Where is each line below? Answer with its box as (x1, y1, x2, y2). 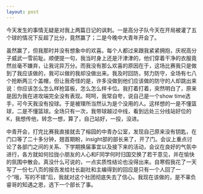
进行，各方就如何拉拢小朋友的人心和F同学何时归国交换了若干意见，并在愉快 (6, 150, 195, 158)
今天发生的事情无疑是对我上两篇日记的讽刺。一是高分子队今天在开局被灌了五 (6, 26, 197, 33)
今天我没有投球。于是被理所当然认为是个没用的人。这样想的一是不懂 (22, 99, 192, 107)
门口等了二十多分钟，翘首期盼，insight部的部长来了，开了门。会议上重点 (6, 135, 187, 142)
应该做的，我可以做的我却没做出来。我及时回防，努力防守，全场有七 (22, 69, 192, 76)
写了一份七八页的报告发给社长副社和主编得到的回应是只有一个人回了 (6, 166, 176, 173)
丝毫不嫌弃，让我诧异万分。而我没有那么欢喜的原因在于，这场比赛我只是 (11, 62, 192, 69)
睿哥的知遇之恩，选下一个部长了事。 (6, 181, 97, 188)
